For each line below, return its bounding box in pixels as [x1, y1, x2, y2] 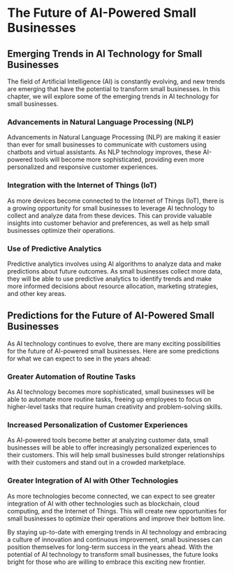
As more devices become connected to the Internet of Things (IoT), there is [7, 196, 225, 205]
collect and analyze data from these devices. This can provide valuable [7, 211, 212, 220]
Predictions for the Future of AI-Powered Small [7, 310, 215, 322]
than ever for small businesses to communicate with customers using [7, 140, 207, 149]
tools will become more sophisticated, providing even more [34, 156, 205, 164]
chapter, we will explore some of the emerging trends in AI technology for [7, 93, 219, 100]
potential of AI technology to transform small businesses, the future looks [7, 550, 219, 558]
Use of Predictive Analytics [7, 243, 102, 253]
